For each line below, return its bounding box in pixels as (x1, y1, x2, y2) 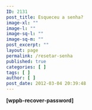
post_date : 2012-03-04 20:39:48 (6, 81, 86, 87)
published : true (6, 58, 46, 64)
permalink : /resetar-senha (6, 53, 73, 59)
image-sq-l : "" (6, 31, 44, 37)
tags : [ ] (6, 70, 31, 76)
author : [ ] (6, 75, 36, 81)
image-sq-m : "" (6, 36, 44, 42)
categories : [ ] (6, 64, 46, 70)
